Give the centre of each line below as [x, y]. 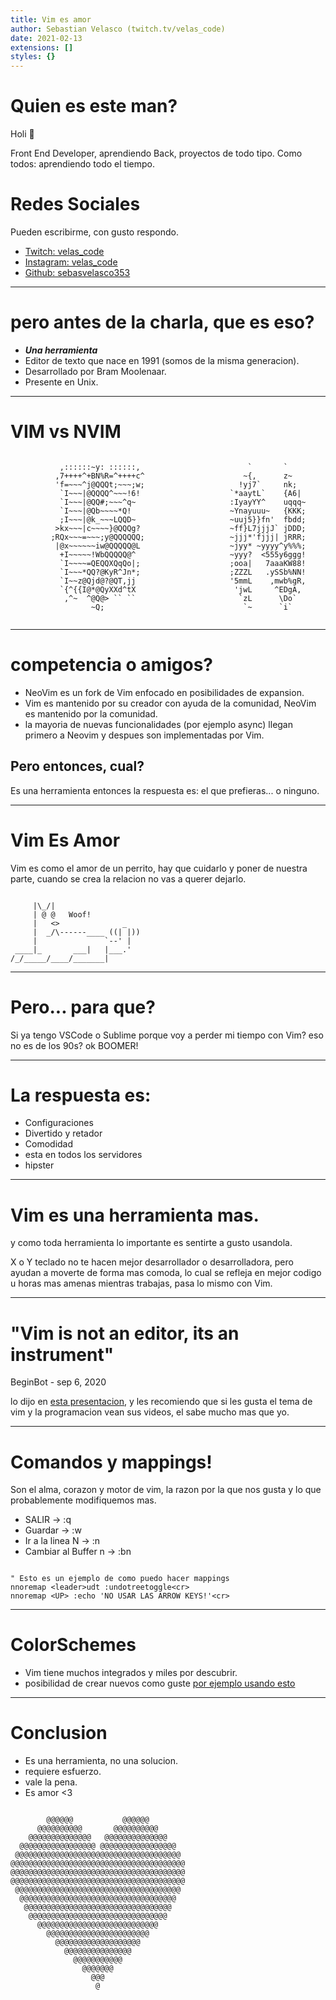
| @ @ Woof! [62, 914]
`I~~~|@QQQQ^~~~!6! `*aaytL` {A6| [180, 493]
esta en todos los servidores [83, 1155]
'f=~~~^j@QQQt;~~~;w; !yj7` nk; [176, 484]
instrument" [62, 1354]
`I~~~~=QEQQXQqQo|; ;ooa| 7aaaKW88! [183, 563]
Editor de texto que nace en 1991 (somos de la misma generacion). [162, 360]
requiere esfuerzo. [63, 1772]
